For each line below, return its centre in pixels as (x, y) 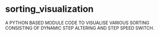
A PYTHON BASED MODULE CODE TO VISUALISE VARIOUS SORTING (77, 23)
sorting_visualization (49, 9)
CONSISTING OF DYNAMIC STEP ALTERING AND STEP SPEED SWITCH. (80, 28)
